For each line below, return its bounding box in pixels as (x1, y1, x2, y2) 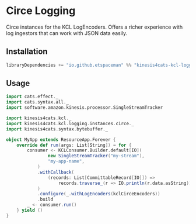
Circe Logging (6, 4, 76, 18)
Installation (6, 47, 48, 57)
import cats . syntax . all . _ (6, 99, 69, 105)
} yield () (16, 208, 43, 213)
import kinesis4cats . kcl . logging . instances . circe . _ (6, 120, 134, 126)
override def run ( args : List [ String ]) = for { (16, 142, 132, 148)
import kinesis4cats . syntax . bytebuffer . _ (6, 126, 108, 132)
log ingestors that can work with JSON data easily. (6, 29, 128, 36)
